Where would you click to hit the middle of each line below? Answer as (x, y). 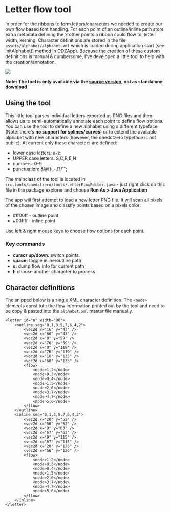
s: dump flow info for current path (48, 266)
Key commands (25, 244)
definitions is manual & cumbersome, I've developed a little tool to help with (85, 56)
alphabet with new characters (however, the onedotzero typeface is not (81, 137)
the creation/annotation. (31, 62)
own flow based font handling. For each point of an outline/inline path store (84, 29)
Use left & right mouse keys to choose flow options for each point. (75, 231)
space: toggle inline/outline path (47, 261)
